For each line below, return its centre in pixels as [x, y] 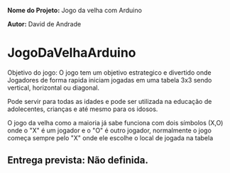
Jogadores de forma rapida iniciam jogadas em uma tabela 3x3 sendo [110, 80]
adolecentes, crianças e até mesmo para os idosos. [83, 109]
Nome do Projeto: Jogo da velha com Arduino [75, 10]
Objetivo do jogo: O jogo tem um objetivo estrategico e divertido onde [109, 72]
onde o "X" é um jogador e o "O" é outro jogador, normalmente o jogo [109, 130]
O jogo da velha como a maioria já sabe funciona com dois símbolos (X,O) [115, 122]
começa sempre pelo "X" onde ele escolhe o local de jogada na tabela [110, 137]
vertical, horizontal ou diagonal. [54, 88]
